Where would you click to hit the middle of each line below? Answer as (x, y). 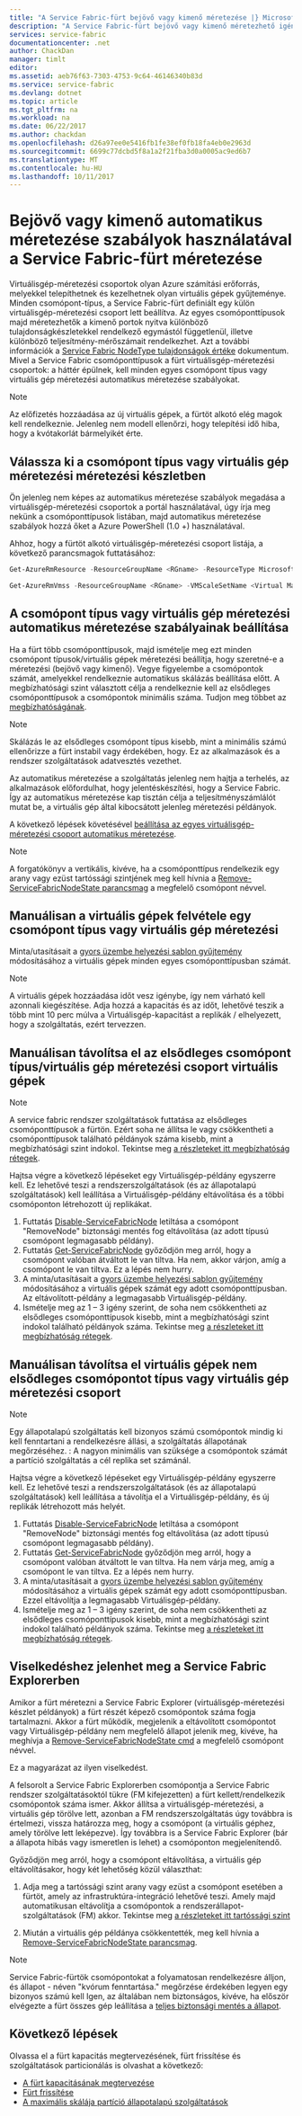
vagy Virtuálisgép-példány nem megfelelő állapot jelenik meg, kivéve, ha (144, 1730)
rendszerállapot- (213, 1906)
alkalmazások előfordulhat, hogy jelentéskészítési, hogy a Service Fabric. (145, 787)
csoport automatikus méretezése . (115, 833)
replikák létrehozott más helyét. (67, 1506)
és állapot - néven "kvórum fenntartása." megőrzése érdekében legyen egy (149, 1987)
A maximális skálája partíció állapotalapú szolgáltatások (125, 2102)
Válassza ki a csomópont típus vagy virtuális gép (149, 462)
